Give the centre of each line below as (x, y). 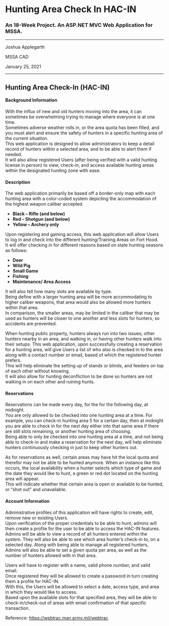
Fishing (20, 276)
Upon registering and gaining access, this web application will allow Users (82, 234)
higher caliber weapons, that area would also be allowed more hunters (78, 302)
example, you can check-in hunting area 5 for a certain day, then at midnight (84, 421)
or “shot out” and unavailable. (36, 490)
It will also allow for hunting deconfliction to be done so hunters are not (79, 376)
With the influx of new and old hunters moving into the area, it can (74, 112)
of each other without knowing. (38, 371)
